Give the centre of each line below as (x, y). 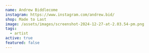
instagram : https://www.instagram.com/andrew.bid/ (60, 15)
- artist (19, 33)
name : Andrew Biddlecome (32, 10)
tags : (11, 29)
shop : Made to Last (26, 19)
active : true (19, 38)
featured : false (22, 43)
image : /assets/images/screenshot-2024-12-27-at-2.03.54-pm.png (75, 24)
